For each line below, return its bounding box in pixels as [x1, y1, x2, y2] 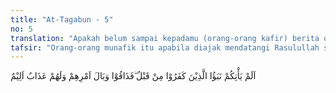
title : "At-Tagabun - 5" [10, 14, 114, 25]
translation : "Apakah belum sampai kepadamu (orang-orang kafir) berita [10, 33, 320, 43]
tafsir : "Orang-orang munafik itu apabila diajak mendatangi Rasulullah [10, 42, 320, 53]
